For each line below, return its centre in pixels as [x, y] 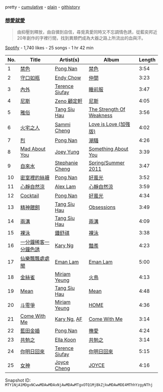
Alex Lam [65, 187]
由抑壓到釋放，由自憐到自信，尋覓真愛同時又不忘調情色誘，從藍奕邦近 [87, 32]
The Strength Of [107, 109]
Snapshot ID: [18, 380]
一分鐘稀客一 [35, 242]
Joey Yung [67, 152]
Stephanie [66, 163]
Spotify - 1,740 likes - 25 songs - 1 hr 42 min [49, 48]
